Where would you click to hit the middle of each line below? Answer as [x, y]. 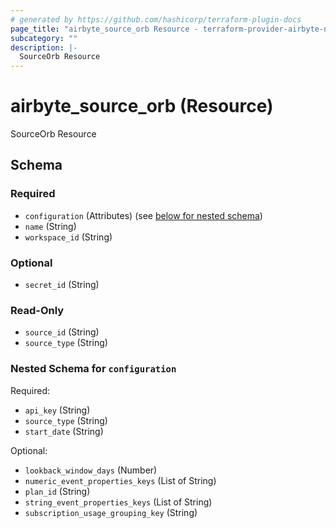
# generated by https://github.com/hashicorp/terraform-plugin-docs [156, 19]
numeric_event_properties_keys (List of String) [120, 480]
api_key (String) [57, 410]
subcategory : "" [44, 38]
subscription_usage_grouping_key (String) [111, 512]
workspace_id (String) [68, 237]
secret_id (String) [62, 285]
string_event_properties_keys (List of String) [118, 502]
